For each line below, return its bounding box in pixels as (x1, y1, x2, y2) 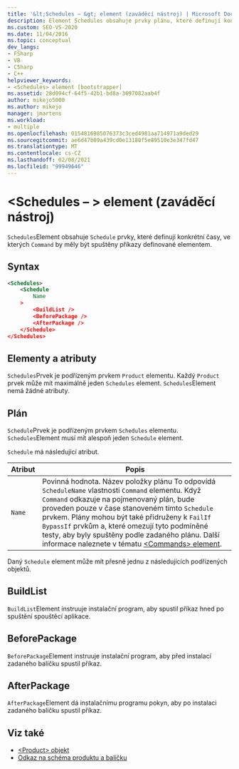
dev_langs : (7, 44, 40, 51)
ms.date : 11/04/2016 (7, 30, 69, 38)
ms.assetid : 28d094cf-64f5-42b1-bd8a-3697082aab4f (7, 90, 161, 97)
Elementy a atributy (7, 352, 97, 365)
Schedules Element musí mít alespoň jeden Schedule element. (7, 434, 184, 442)
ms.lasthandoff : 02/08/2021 (7, 156, 91, 164)
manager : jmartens (7, 110, 62, 117)
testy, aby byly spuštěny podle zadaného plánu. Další (42, 530, 221, 539)
